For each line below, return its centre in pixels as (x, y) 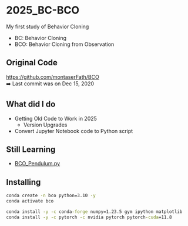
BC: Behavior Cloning (40, 38)
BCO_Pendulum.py (37, 164)
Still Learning (31, 149)
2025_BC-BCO (43, 10)
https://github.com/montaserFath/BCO (53, 77)
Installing (23, 182)
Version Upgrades (45, 125)
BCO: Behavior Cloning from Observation (64, 44)
